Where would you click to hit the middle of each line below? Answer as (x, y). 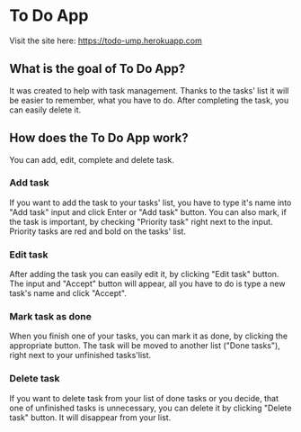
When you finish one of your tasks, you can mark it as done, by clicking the (149, 336)
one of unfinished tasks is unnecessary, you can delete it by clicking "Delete (150, 408)
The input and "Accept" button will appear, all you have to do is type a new (147, 283)
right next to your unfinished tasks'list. (80, 355)
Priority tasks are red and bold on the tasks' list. (98, 231)
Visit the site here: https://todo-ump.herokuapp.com (106, 40)
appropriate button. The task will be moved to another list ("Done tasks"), (145, 346)
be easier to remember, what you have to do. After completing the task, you (149, 100)
